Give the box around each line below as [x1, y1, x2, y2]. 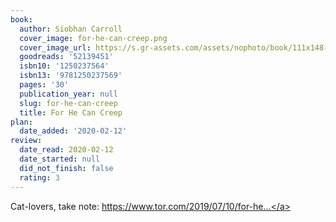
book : [10, 14, 33, 25]
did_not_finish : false [19, 163, 114, 173]
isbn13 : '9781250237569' [19, 71, 123, 81]
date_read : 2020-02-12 [19, 145, 114, 155]
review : [10, 136, 43, 146]
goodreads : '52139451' [19, 52, 114, 62]
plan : [10, 117, 33, 127]
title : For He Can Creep [19, 107, 123, 118]
